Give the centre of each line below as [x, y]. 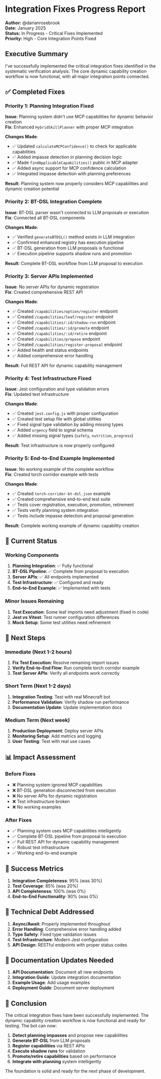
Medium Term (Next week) [38, 720]
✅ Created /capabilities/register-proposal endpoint [67, 345]
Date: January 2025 [25, 28]
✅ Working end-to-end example [45, 853]
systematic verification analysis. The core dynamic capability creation [76, 71]
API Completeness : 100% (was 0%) [49, 891]
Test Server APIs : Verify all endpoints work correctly [66, 673]
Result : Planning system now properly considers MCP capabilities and [76, 184]
